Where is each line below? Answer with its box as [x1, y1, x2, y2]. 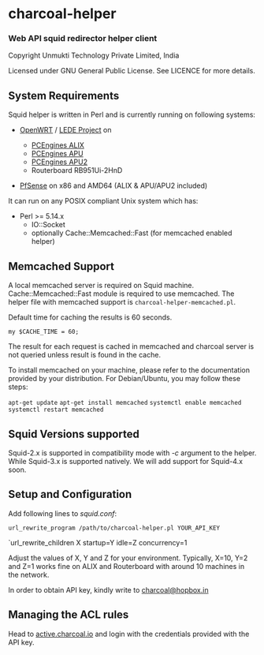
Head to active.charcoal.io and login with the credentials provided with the [8, 629, 250, 638]
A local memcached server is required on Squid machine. [8, 281, 195, 290]
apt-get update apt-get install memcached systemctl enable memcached [8, 399, 242, 407]
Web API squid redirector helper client [8, 33, 158, 44]
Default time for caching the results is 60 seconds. [8, 313, 173, 322]
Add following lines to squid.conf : [8, 508, 117, 518]
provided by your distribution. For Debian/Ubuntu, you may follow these [8, 374, 241, 384]
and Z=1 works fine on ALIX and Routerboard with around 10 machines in [8, 561, 245, 571]
